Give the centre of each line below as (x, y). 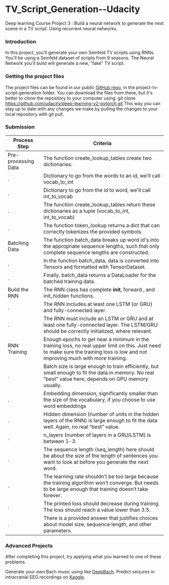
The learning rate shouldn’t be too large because (101, 476)
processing (21, 161)
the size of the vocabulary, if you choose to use (100, 400)
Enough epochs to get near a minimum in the (96, 339)
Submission (20, 127)
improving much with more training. (85, 358)
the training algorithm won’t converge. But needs (101, 483)
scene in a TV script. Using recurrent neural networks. (61, 28)
